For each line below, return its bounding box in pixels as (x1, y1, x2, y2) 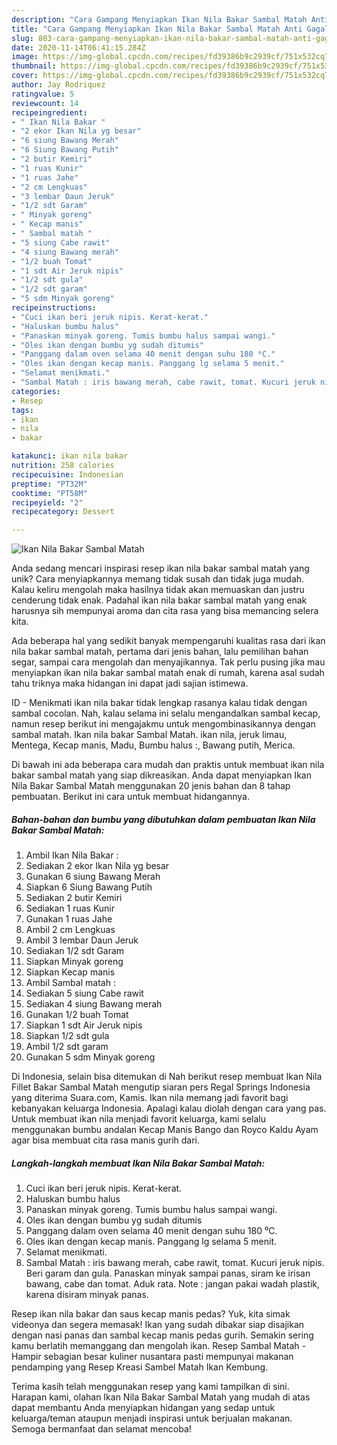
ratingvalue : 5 (11, 89, 75, 99)
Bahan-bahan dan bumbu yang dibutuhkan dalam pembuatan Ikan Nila (11, 813, 316, 825)
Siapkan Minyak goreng (25, 956, 124, 968)
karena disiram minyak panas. (25, 1289, 149, 1301)
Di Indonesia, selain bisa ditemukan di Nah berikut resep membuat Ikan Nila (11, 1071, 323, 1083)
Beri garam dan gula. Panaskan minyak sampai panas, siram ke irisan (25, 1267, 311, 1280)
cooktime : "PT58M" (11, 488, 88, 498)
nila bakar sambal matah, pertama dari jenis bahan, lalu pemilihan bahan (11, 646, 309, 658)
